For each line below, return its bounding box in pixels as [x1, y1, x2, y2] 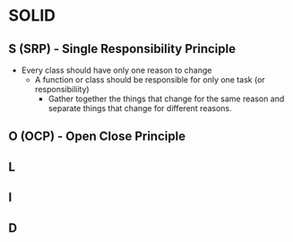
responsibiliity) [34, 84, 90, 94]
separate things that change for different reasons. [47, 103, 232, 113]
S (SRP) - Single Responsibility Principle [8, 41, 237, 56]
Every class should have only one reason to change [21, 65, 212, 75]
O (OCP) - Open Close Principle [8, 129, 185, 144]
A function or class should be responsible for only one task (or [34, 74, 265, 85]
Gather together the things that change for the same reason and [47, 93, 285, 104]
